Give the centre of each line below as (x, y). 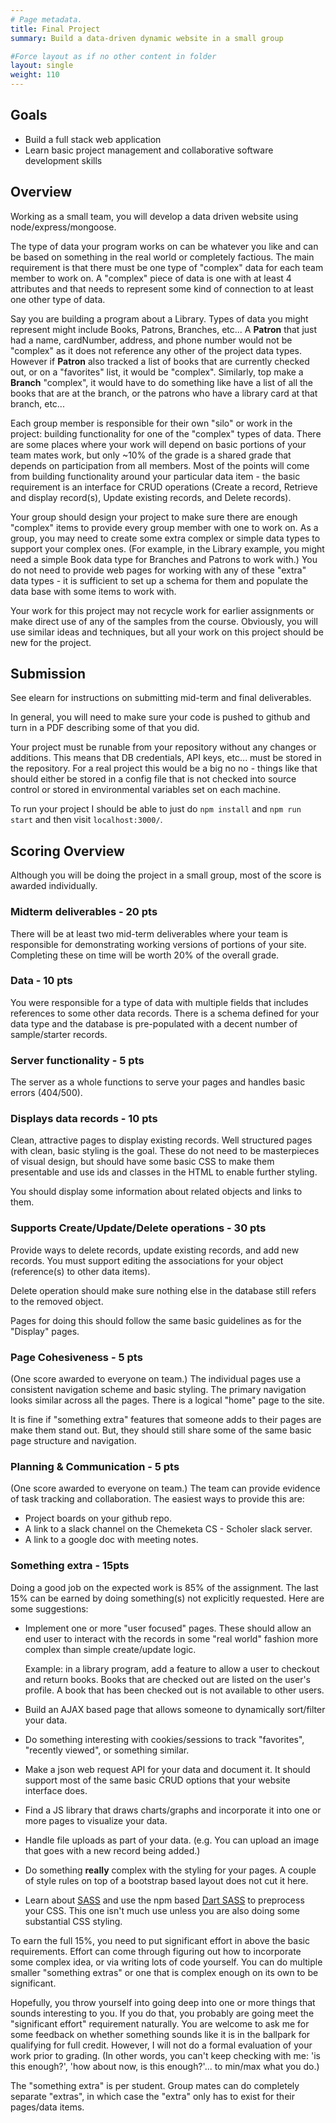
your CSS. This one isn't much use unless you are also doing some (162, 1910)
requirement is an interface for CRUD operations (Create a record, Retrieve (164, 487)
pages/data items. (47, 2107)
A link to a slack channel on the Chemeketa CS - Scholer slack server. (168, 1529)
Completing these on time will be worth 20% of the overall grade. (145, 955)
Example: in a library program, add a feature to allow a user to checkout (172, 1668)
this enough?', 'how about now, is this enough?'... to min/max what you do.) (165, 2066)
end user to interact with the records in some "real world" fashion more (171, 1638)
